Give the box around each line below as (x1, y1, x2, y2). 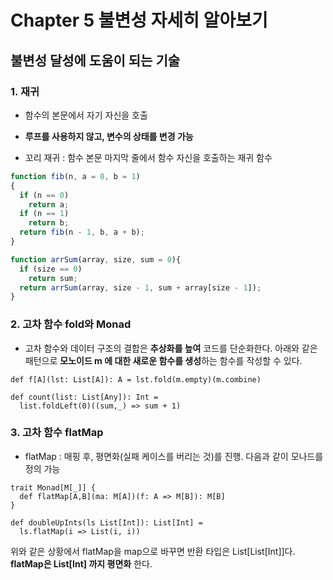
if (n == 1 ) (19, 209, 70, 219)
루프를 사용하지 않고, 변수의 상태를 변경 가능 (24, 130, 194, 142)
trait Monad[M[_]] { (10, 482, 97, 493)
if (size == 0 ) (19, 264, 83, 274)
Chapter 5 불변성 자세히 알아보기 (10, 9, 268, 32)
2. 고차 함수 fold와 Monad (10, 317, 132, 331)
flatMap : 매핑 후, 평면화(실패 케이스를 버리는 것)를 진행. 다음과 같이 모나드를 (24, 450, 324, 462)
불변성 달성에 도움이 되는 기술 (10, 52, 181, 69)
